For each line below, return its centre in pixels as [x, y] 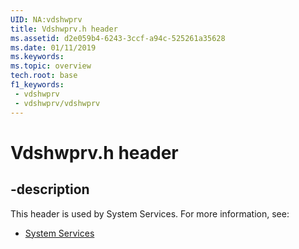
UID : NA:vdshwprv [46, 19]
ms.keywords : [37, 57]
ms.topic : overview [51, 66]
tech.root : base [44, 76]
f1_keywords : [37, 85]
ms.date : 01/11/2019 [53, 47]
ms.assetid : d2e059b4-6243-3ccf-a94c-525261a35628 [118, 38]
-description [50, 189]
